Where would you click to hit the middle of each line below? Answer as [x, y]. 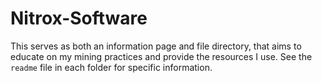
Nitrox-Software [79, 18]
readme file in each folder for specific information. [111, 67]
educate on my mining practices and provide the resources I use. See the [161, 56]
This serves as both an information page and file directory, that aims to [156, 46]
